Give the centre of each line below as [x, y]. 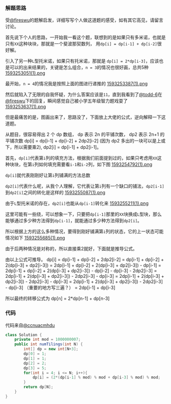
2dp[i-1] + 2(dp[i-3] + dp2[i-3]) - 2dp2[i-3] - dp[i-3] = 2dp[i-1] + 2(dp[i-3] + [85, 276]
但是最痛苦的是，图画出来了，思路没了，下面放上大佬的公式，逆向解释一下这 [85, 117]
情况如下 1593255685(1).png [35, 238]
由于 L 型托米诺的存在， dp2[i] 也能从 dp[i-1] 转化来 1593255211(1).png [77, 203]
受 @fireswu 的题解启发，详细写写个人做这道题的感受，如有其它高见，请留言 [84, 20]
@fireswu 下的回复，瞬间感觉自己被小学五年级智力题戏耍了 [67, 101]
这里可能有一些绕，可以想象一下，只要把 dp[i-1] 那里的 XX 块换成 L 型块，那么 [83, 214]
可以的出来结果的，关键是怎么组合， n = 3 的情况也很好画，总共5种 [79, 67]
